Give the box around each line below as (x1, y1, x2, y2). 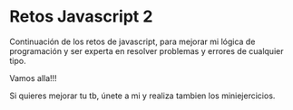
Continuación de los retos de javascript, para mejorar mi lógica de (9, 36, 256, 47)
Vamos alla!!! (9, 72, 57, 83)
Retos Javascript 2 (9, 6, 153, 27)
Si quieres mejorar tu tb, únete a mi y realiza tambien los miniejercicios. (9, 90, 276, 101)
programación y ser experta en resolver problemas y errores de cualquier (9, 45, 284, 56)
